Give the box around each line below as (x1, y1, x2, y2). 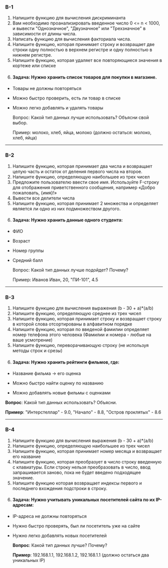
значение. (12, 474, 34, 480)
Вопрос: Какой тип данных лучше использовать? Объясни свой (12, 114, 149, 120)
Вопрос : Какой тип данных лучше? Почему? (12, 542, 107, 548)
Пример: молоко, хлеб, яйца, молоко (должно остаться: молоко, (12, 129, 151, 135)
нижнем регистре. (12, 52, 52, 58)
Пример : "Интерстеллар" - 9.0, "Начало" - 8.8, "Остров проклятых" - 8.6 (5, 409, 161, 415)
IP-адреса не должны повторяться (12, 513, 87, 519)
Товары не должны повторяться (12, 85, 81, 91)
